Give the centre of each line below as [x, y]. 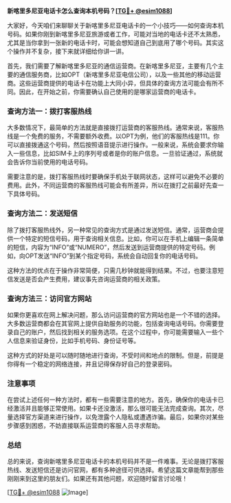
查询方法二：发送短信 [42, 214]
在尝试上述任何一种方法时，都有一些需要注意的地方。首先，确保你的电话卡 [112, 400]
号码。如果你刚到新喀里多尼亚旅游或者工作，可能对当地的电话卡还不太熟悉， [115, 34]
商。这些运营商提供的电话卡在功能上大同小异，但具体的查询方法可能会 [107, 83]
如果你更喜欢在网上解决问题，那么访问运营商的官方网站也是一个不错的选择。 [115, 315]
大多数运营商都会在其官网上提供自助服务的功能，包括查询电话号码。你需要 [112, 323]
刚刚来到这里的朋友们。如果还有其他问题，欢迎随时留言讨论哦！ [97, 479]
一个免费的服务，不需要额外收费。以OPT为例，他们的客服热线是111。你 [119, 136]
